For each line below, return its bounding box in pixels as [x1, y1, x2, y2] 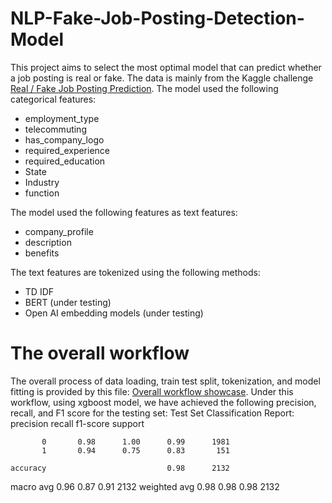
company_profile [24, 225, 94, 237]
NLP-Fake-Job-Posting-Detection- [10, 7, 305, 30]
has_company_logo [24, 133, 105, 146]
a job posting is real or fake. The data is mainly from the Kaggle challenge [10, 72, 314, 84]
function [24, 187, 60, 199]
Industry [24, 176, 60, 188]
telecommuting [24, 123, 87, 135]
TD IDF [24, 285, 55, 297]
